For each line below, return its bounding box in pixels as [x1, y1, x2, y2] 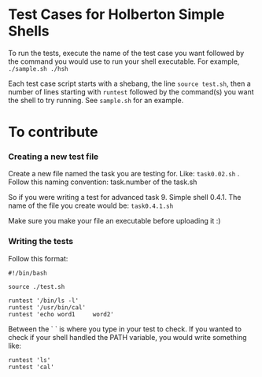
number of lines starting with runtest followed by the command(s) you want [8, 87, 254, 96]
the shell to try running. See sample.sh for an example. [8, 95, 184, 105]
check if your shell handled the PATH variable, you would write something [8, 332, 247, 342]
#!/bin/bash [8, 269, 47, 277]
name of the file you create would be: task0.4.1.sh [8, 201, 174, 210]
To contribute [8, 124, 98, 141]
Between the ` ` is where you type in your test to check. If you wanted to [8, 324, 242, 334]
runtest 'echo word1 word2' [8, 310, 114, 318]
